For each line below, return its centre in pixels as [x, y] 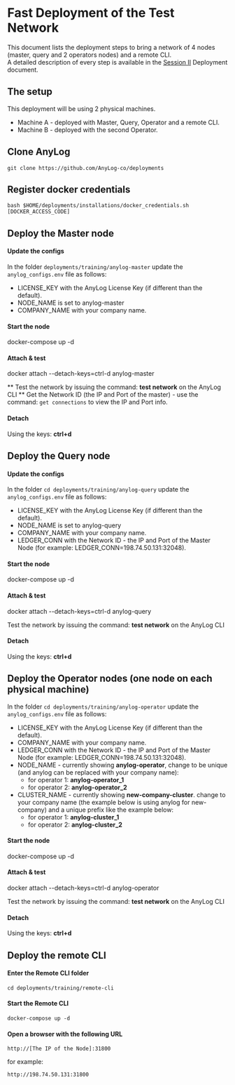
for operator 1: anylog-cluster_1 [73, 817]
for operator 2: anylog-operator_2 [77, 787]
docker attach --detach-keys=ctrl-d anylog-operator [83, 888]
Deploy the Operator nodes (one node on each [110, 679]
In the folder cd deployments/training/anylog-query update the [98, 489]
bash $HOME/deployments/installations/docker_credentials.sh [98, 206]
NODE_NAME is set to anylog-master [71, 303]
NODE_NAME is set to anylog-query [69, 525]
